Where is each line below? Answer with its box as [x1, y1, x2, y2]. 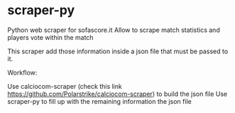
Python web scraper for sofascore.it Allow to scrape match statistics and [7, 26, 220, 34]
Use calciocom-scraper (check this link [7, 82, 122, 90]
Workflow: [7, 68, 38, 77]
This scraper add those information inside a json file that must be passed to [7, 47, 229, 55]
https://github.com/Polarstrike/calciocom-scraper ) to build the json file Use [7, 90, 228, 98]
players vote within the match [7, 33, 94, 41]
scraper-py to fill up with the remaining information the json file [7, 97, 192, 105]
